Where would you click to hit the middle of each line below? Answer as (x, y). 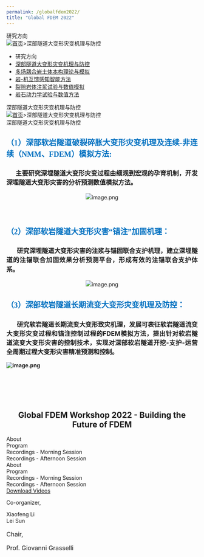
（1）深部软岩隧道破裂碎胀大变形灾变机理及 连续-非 (98, 143)
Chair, (15, 534)
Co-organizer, (24, 503)
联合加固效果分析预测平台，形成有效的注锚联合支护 (112, 260)
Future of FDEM (102, 425)
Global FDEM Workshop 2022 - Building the (102, 415)
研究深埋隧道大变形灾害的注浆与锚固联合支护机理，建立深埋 (104, 251)
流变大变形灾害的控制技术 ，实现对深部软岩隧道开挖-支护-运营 (105, 343)
